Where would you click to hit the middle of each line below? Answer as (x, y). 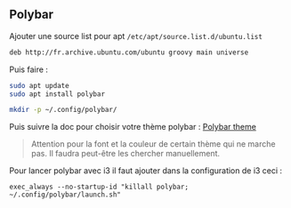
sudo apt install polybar (57, 94)
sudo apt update (39, 85)
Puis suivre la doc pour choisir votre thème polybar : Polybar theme (133, 127)
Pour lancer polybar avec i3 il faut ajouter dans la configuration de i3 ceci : (146, 171)
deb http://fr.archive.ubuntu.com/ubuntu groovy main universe (129, 52)
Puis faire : (29, 69)
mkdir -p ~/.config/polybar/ (63, 110)
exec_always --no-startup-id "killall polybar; (99, 187)
